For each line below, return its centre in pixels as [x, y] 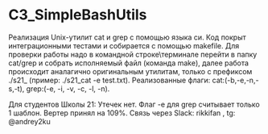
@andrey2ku [29, 121]
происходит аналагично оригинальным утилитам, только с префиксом [130, 71]
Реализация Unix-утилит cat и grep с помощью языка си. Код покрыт [128, 37]
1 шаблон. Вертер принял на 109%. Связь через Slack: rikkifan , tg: [122, 113]
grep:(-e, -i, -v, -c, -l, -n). [68, 88]
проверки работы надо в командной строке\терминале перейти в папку [133, 54]
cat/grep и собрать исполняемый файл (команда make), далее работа [129, 63]
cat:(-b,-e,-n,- [235, 80]
